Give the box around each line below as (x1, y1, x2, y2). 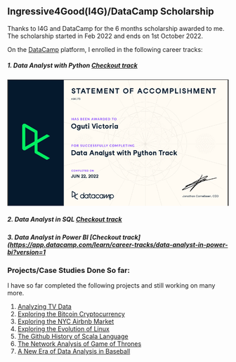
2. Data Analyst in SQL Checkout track (7, 215, 122, 224)
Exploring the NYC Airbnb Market (17, 317, 114, 326)
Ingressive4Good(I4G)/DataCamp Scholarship (7, 6, 214, 18)
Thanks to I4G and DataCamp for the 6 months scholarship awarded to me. (7, 24, 225, 32)
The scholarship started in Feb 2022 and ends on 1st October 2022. (7, 32, 204, 40)
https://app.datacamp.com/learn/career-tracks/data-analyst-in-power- (9, 240, 228, 248)
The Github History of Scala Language (17, 333, 129, 341)
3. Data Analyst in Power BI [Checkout (7, 233, 122, 241)
